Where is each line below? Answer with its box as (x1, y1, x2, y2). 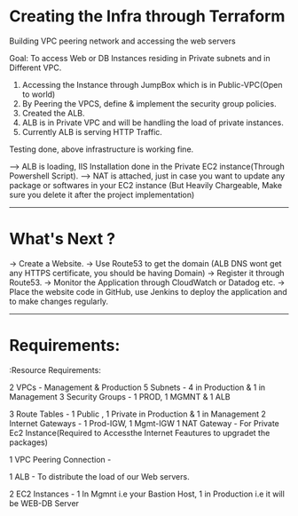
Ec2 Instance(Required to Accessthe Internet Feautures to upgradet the (9, 427, 271, 438)
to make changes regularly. (9, 296, 109, 306)
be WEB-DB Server (9, 497, 80, 508)
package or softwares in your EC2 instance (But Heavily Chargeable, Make (9, 179, 282, 190)
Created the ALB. (21, 107, 86, 118)
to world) (21, 89, 56, 99)
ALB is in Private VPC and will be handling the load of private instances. (21, 117, 284, 128)
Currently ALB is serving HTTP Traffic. (21, 126, 162, 137)
